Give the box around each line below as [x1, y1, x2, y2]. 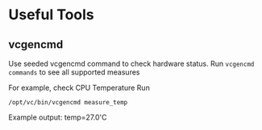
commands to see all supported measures [8, 67, 140, 77]
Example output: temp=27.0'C [8, 112, 107, 122]
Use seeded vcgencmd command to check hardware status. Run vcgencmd [8, 59, 255, 68]
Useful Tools [8, 6, 94, 24]
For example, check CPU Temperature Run [8, 83, 151, 92]
